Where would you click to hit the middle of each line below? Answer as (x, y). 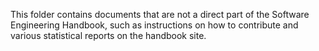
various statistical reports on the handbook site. (108, 35)
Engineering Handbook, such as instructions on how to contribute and (154, 25)
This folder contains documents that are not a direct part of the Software (160, 14)
